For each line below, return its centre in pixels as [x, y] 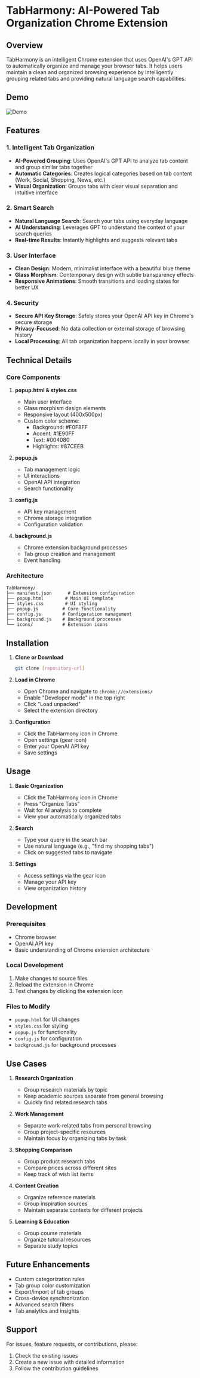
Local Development [35, 965]
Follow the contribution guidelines [56, 1368]
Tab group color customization [53, 1285]
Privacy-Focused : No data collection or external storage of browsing [100, 329]
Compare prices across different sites [70, 1168]
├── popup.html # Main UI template [60, 598]
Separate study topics [51, 1246]
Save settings [41, 753]
